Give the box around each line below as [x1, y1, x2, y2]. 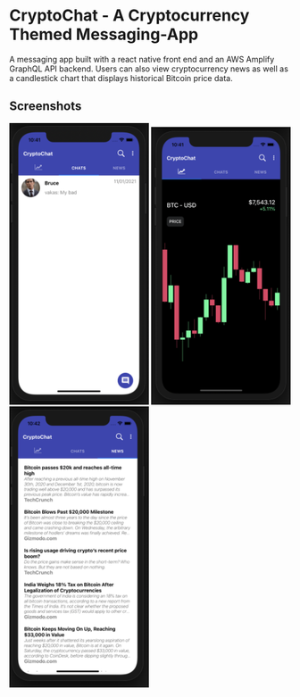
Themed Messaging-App [9, 24, 199, 45]
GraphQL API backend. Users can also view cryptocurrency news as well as [9, 63, 288, 74]
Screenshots [9, 99, 82, 114]
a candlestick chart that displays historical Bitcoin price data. [9, 72, 234, 83]
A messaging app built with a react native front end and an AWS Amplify [9, 54, 275, 64]
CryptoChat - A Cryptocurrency [9, 5, 250, 26]
